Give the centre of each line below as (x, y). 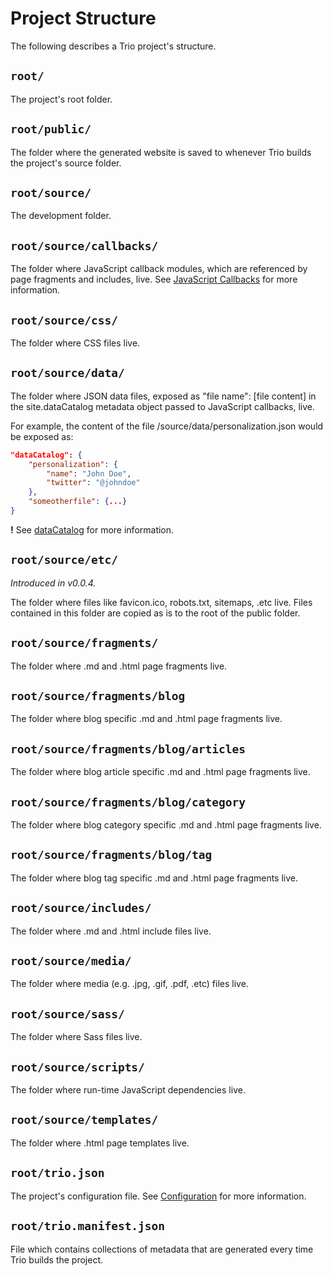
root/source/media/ (71, 961)
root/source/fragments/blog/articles (128, 749)
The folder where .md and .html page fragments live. (119, 666)
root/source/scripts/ (77, 1067)
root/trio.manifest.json (88, 1226)
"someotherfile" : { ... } (78, 502)
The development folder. (61, 216)
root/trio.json (57, 1173)
